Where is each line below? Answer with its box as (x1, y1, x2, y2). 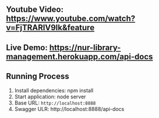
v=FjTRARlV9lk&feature (6, 23, 95, 33)
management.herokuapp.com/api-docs (6, 52, 153, 62)
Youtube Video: (6, 5, 64, 15)
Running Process (6, 71, 69, 81)
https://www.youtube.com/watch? (6, 14, 136, 24)
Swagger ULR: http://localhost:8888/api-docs (14, 105, 125, 112)
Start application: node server (14, 93, 86, 100)
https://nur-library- (49, 42, 121, 52)
